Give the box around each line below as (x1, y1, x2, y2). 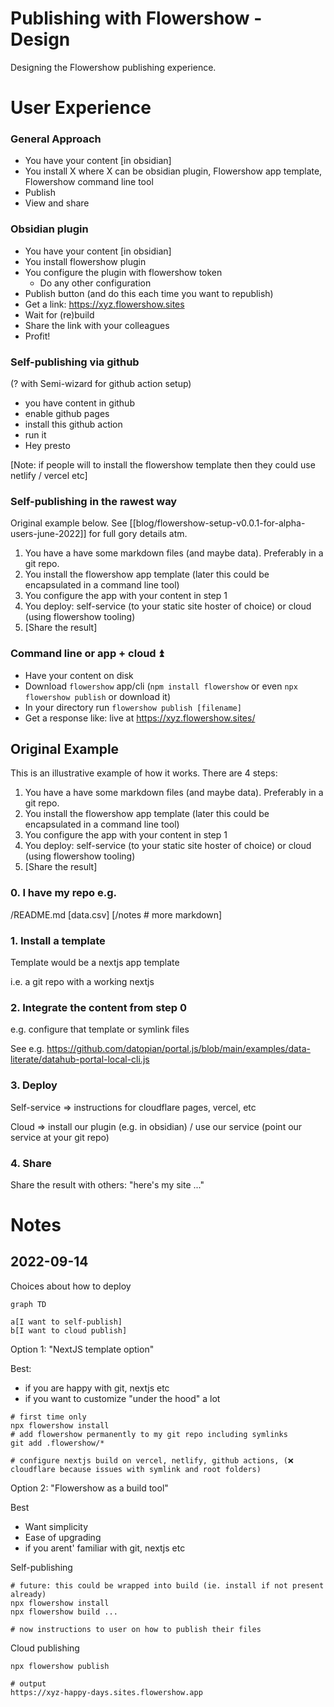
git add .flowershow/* (10, 1438, 105, 1448)
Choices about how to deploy (10, 1280, 132, 1292)
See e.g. (10, 1043, 45, 1055)
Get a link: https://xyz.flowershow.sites (24, 298, 185, 310)
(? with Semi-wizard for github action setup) (10, 378, 192, 390)
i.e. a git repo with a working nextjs (10, 976, 155, 988)
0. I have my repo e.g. (10, 886, 117, 900)
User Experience (10, 97, 152, 119)
